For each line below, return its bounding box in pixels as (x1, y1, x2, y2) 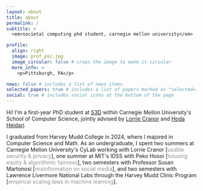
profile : (6, 42, 28, 48)
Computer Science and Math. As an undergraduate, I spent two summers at (6, 140, 195, 146)
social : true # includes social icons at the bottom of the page (6, 92, 174, 98)
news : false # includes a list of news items (6, 81, 123, 87)
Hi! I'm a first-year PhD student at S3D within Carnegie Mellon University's (6, 109, 192, 116)
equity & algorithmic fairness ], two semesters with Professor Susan (6, 159, 174, 166)
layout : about (6, 8, 42, 15)
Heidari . (6, 122, 26, 128)
